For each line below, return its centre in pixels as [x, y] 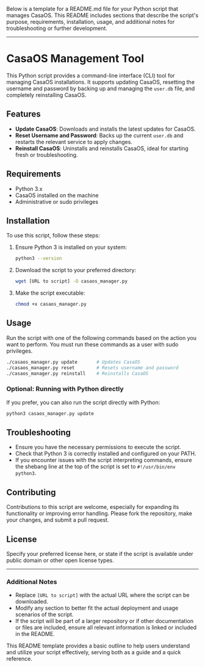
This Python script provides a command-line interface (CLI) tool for [91, 75]
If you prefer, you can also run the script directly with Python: [83, 402]
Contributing [31, 492]
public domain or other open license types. [60, 560]
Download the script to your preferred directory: [75, 270]
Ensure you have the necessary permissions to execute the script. [98, 447]
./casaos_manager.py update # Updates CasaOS [73, 362]
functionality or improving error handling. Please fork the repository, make [99, 514]
